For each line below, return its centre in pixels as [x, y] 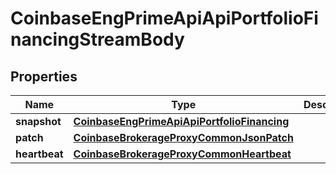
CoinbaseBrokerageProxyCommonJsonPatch [183, 137]
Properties [44, 76]
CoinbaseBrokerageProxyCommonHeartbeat [182, 154]
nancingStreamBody [97, 39]
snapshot [38, 121]
